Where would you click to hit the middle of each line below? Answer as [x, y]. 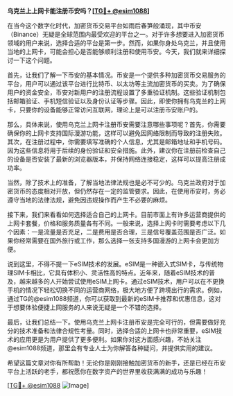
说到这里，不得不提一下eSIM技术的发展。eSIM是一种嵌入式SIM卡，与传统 [112, 264]
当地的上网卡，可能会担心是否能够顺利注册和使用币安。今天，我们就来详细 [113, 52]
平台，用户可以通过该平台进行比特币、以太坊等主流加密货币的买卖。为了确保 [116, 84]
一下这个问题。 [34, 60]
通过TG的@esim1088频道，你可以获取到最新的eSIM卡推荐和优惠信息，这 [111, 299]
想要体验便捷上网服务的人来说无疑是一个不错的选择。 [89, 307]
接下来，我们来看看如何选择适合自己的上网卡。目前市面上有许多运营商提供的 [116, 215]
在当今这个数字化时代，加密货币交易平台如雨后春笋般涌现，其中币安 [104, 26]
